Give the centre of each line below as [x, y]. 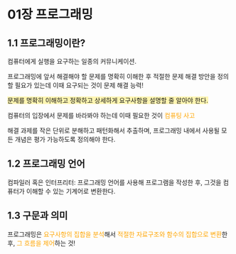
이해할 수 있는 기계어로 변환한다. [71, 191]
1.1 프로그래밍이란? [47, 43]
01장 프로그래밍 [50, 15]
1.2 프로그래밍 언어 [46, 164]
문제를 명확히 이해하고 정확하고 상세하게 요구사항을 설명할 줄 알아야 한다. [108, 100]
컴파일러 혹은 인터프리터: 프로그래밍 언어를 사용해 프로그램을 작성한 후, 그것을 [114, 182]
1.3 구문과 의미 [38, 216]
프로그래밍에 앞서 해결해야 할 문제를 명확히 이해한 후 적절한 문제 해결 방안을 [112, 76]
